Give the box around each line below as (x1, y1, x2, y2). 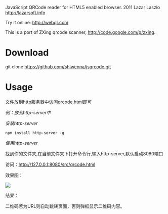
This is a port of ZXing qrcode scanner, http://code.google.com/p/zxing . (5, 29, 156, 35)
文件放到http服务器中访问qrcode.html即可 (5, 99, 92, 105)
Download (5, 47, 49, 59)
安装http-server (5, 120, 38, 126)
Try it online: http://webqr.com (5, 20, 69, 25)
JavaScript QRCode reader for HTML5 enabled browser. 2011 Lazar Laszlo (5, 5, 160, 10)
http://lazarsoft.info (5, 10, 46, 16)
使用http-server (5, 140, 38, 146)
